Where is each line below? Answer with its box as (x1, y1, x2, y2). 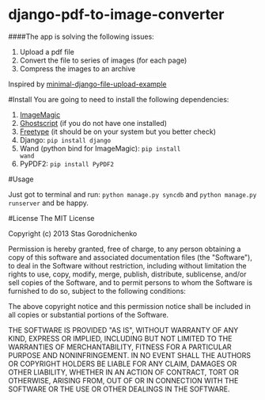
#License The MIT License (8, 213, 95, 223)
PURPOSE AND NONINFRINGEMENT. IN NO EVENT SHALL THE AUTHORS (8, 350, 252, 360)
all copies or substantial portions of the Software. (8, 310, 168, 319)
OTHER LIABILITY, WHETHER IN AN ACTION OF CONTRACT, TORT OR (8, 367, 239, 377)
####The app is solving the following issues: (8, 32, 154, 41)
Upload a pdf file (19, 47, 75, 56)
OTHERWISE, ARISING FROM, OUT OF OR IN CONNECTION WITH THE (8, 375, 239, 385)
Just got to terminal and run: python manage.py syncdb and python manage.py (8, 189, 257, 199)
